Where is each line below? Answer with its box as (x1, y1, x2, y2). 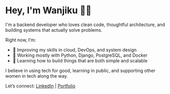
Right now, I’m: (5, 37, 37, 43)
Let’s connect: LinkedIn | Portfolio (5, 83, 75, 89)
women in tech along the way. (5, 73, 68, 79)
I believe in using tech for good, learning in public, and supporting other (5, 67, 156, 74)
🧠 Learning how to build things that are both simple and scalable (12, 57, 148, 63)
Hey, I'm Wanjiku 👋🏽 (5, 5, 92, 16)
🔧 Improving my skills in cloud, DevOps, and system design (12, 46, 137, 53)
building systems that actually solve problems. (5, 27, 103, 33)
